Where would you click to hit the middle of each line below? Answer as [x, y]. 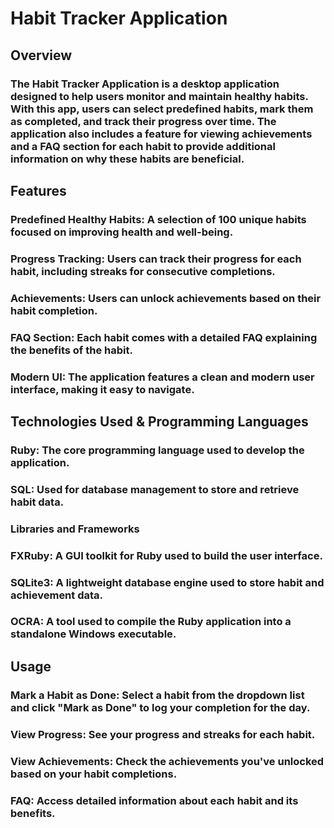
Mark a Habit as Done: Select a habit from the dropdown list [157, 695]
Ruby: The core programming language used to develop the [157, 450]
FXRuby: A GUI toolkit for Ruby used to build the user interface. [166, 555]
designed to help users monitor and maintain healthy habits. [159, 96]
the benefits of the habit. [71, 350]
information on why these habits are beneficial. [127, 159]
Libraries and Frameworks [75, 529]
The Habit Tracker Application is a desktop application [145, 84]
